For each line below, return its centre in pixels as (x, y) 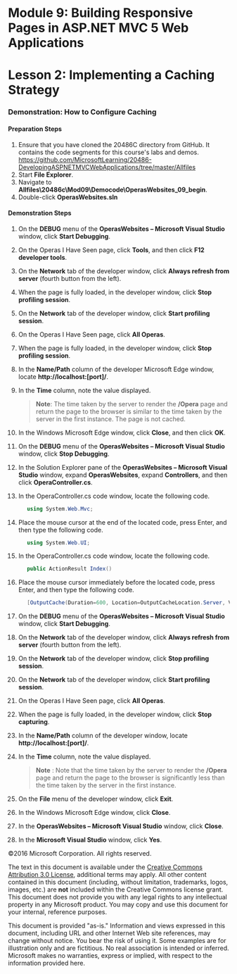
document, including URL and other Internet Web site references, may (109, 933)
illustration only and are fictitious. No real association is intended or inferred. (118, 948)
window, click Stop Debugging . (64, 454)
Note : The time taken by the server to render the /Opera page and (132, 404)
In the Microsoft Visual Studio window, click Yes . (90, 840)
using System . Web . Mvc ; (60, 508)
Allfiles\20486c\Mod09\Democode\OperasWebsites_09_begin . (113, 189)
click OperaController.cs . (56, 482)
